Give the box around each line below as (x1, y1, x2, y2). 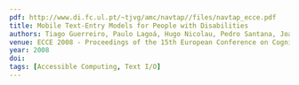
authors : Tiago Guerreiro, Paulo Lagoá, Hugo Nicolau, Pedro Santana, (9, 29, 277, 38)
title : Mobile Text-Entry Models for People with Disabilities (9, 21, 249, 30)
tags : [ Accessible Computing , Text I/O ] (9, 63, 162, 72)
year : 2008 (9, 46, 50, 55)
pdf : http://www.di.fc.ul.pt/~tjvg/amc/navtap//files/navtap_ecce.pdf (9, 12, 277, 22)
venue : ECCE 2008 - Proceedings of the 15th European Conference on (9, 37, 269, 47)
